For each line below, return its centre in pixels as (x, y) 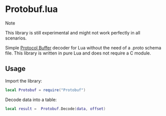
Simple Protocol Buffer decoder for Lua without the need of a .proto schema (83, 47)
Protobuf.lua (32, 9)
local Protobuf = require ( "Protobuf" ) (45, 90)
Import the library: (24, 80)
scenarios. (16, 38)
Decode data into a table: (31, 99)
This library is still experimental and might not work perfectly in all (73, 32)
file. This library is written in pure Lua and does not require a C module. (78, 53)
